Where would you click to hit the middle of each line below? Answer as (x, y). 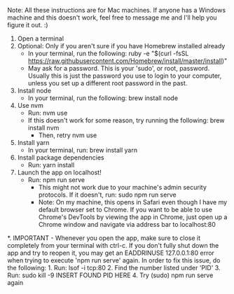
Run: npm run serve (56, 180)
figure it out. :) (28, 25)
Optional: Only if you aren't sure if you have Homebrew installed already (121, 46)
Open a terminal (41, 38)
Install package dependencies (61, 157)
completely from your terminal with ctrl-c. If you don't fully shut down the (113, 245)
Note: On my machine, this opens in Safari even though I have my (133, 202)
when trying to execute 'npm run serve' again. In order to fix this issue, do (114, 260)
